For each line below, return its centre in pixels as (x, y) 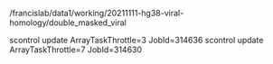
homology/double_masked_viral (68, 23)
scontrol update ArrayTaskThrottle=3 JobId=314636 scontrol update (136, 40)
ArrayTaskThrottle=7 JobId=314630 (76, 50)
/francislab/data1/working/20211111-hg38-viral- (97, 13)
